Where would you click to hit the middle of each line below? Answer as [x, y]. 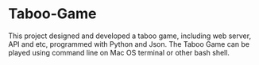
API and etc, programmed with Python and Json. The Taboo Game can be [129, 44]
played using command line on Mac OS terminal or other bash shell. [119, 52]
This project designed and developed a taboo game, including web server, [130, 36]
